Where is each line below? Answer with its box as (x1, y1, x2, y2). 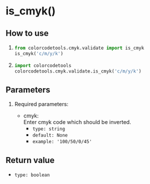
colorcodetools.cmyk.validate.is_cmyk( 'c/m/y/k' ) (14, 68, 142, 74)
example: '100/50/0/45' (32, 139, 92, 145)
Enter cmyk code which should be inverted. (23, 119, 131, 126)
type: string (32, 126, 66, 132)
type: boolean (14, 172, 50, 178)
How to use (5, 28, 49, 38)
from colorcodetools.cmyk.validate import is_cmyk (14, 45, 145, 51)
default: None (32, 132, 68, 138)
